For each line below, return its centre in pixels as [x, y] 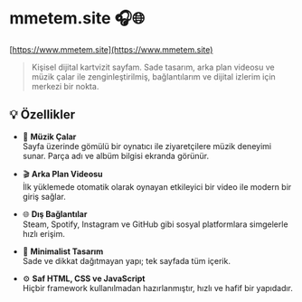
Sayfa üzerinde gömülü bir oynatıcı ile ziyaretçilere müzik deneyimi [147, 146]
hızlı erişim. [43, 233]
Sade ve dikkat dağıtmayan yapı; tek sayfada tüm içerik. [126, 260]
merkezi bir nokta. [65, 86]
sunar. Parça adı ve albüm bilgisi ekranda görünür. [116, 156]
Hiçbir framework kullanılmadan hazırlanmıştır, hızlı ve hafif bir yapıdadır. [158, 288]
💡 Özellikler [42, 115]
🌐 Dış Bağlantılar [55, 213]
